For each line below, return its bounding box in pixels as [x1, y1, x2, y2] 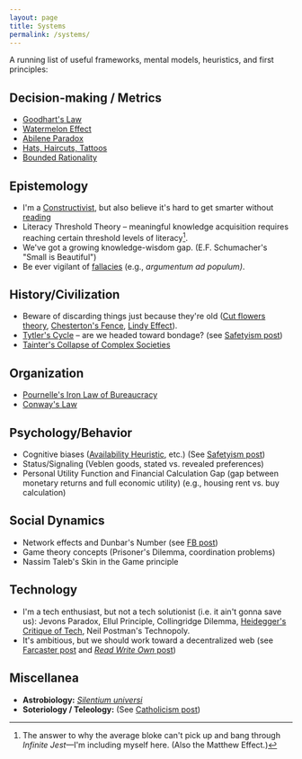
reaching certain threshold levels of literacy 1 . [22, 231, 189, 243]
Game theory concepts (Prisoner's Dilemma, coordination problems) [22, 546, 276, 558]
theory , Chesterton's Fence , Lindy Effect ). [22, 320, 178, 331]
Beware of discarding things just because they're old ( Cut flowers [22, 311, 266, 322]
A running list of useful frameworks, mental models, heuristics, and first [9, 55, 274, 66]
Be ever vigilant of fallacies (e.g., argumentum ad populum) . [22, 261, 245, 272]
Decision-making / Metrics [9, 90, 162, 105]
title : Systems [9, 22, 67, 31]
